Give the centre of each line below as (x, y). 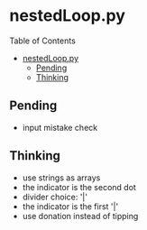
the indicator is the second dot (79, 187)
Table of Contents (43, 41)
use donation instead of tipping (80, 216)
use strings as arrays (61, 178)
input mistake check (60, 127)
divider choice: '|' (55, 197)
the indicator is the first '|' (70, 206)
